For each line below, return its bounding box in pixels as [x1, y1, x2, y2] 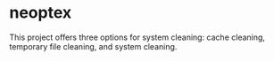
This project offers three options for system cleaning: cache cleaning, [9, 32, 266, 42]
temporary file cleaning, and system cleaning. [9, 41, 178, 51]
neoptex [9, 3, 72, 23]
